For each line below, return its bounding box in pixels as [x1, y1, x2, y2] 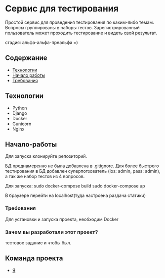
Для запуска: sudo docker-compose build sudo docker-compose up [5, 183, 145, 189]
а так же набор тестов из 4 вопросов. [5, 174, 85, 180]
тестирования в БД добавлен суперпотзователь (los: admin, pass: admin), [5, 168, 161, 174]
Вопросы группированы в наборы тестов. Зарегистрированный [5, 24, 140, 30]
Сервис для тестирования [5, 3, 119, 14]
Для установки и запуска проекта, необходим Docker [5, 216, 119, 222]
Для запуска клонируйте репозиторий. [5, 153, 87, 159]
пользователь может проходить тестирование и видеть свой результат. [5, 30, 157, 36]
